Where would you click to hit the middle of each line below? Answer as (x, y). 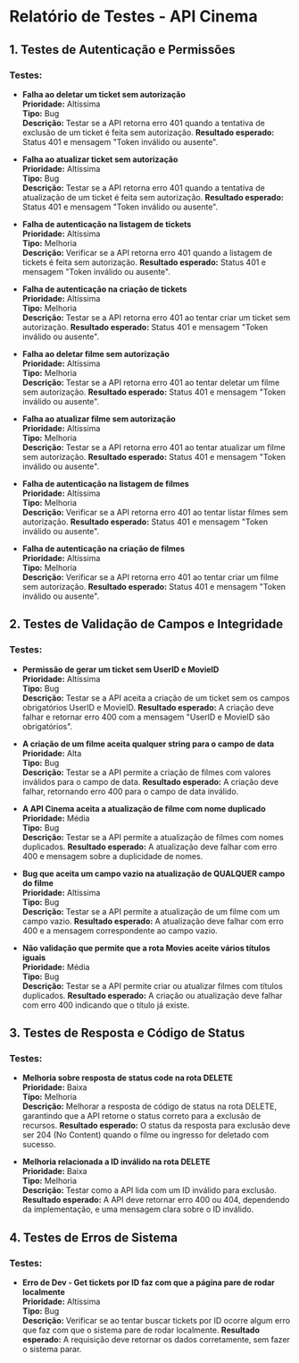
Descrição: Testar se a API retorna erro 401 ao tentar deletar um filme (151, 382)
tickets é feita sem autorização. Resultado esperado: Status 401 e (144, 262)
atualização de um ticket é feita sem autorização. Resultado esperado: (153, 197)
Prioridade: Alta (52, 753)
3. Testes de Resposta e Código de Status (127, 1032)
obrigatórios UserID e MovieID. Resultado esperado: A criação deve (148, 707)
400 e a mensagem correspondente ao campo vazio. (120, 930)
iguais (34, 957)
